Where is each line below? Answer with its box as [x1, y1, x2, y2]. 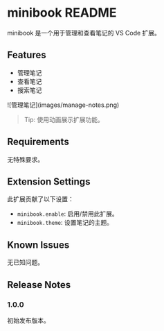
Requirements [7, 136, 69, 148]
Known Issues [7, 239, 70, 251]
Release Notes [7, 279, 71, 291]
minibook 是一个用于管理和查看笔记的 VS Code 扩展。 [7, 28, 161, 37]
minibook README [7, 5, 117, 21]
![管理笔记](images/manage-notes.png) [7, 101, 120, 109]
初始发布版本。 [7, 316, 50, 324]
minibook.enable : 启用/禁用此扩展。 [17, 210, 119, 218]
